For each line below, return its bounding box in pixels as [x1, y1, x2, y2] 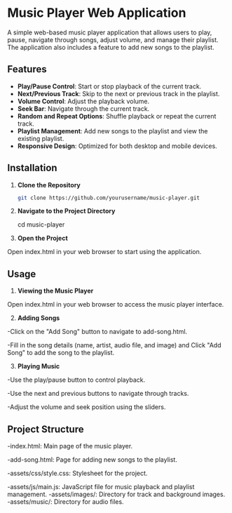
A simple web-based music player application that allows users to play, [7, 28, 212, 36]
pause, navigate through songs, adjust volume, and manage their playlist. [7, 35, 219, 44]
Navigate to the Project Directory [17, 207, 116, 215]
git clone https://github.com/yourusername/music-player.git [17, 194, 200, 201]
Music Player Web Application [7, 5, 186, 21]
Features [7, 63, 47, 75]
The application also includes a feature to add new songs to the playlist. [7, 43, 215, 51]
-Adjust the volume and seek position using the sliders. [7, 403, 166, 411]
